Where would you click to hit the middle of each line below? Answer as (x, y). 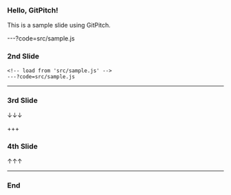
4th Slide (22, 146)
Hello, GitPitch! (33, 10)
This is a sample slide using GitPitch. (59, 25)
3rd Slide (22, 100)
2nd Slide (23, 56)
